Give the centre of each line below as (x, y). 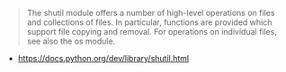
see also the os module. (71, 41)
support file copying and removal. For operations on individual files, (152, 32)
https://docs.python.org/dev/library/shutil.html (103, 58)
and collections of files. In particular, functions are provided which (149, 22)
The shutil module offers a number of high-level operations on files (151, 13)
